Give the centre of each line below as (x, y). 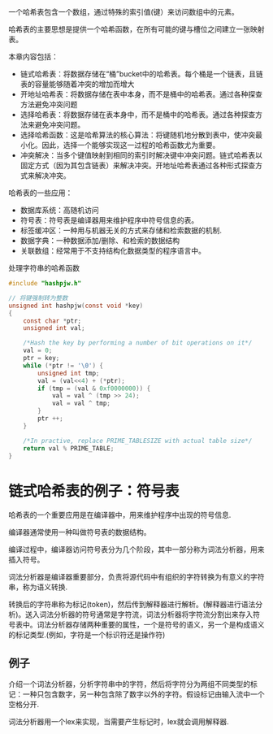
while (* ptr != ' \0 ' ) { (63, 365)
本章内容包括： (33, 56)
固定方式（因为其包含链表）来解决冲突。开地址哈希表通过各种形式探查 (138, 165)
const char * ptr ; (52, 321)
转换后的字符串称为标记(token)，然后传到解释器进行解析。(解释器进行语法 (132, 605)
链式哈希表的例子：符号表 (94, 491)
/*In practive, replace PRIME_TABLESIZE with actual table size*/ (138, 441)
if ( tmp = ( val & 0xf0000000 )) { (94, 389)
